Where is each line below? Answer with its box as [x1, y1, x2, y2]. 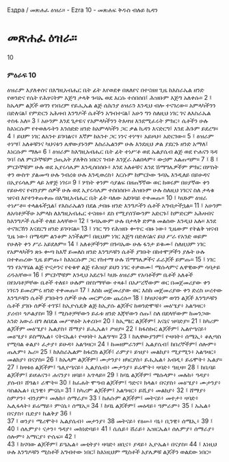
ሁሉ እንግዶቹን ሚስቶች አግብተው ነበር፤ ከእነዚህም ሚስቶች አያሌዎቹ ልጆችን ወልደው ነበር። [7, 448, 212, 456]
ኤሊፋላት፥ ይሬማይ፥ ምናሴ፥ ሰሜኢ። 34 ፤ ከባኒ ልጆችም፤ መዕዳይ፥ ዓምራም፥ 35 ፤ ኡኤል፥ [7, 402, 211, 410]
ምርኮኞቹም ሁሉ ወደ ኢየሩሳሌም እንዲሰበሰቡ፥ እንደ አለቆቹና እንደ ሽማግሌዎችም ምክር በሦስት [7, 163, 219, 171]
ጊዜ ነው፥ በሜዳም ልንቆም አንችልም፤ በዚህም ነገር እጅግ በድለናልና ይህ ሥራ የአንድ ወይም [7, 232, 207, 240]
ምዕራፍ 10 [7, 70, 36, 79]
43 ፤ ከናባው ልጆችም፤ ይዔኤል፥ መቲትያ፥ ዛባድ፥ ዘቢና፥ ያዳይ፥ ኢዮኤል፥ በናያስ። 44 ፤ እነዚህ [7, 440, 217, 448]
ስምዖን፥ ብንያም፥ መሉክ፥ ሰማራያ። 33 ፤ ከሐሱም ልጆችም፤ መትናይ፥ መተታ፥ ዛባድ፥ [7, 394, 199, 402]
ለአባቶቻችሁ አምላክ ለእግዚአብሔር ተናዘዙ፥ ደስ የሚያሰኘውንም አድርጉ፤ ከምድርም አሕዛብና [7, 209, 214, 218]
